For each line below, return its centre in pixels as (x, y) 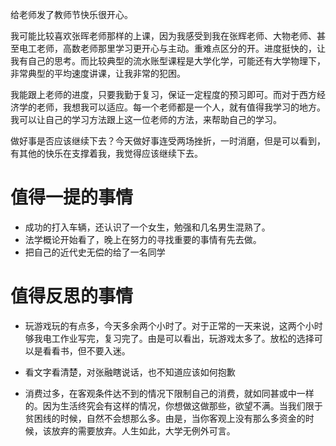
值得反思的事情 (72, 296)
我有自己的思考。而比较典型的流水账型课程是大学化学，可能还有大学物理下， (168, 61)
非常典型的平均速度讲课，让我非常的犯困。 (98, 73)
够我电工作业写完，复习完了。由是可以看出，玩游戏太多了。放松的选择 (169, 338)
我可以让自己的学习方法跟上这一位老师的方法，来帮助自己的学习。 (146, 119)
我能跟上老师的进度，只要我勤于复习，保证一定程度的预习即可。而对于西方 (163, 94)
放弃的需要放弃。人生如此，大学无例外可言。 (143, 430)
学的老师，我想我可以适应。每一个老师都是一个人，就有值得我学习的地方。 (172, 107)
